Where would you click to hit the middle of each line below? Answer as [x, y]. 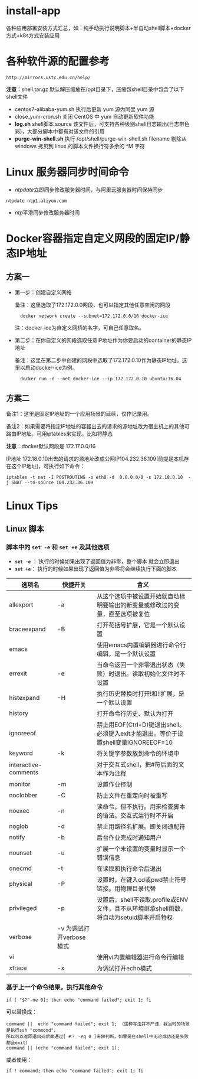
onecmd [21, 868]
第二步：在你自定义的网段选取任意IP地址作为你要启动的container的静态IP [103, 340]
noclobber [23, 795]
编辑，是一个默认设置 [126, 654]
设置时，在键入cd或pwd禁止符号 [141, 879]
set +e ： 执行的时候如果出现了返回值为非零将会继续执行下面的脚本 [95, 569]
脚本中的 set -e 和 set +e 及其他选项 [58, 547]
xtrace [18, 968]
